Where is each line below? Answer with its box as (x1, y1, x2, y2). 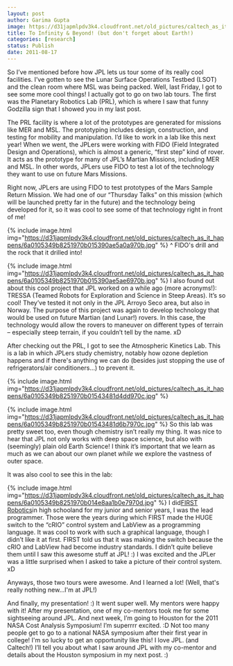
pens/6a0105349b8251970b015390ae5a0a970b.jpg (7, 241, 156, 249)
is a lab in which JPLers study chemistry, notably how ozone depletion (7, 348, 209, 357)
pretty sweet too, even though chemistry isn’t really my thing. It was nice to (7, 427, 222, 436)
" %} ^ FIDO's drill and (155, 241, 219, 249)
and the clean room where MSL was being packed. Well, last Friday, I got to (7, 83, 223, 91)
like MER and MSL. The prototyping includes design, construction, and (7, 126, 209, 134)
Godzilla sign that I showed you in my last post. (7, 105, 142, 113)
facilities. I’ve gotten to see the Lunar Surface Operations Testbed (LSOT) (7, 75, 217, 83)
